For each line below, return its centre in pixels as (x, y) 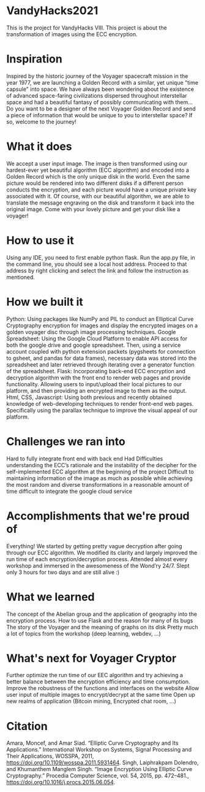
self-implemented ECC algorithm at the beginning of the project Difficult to (100, 472)
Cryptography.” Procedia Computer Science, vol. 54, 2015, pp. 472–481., (98, 776)
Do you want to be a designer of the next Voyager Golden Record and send (101, 109)
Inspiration (34, 59)
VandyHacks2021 (52, 11)
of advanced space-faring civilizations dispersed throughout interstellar (97, 95)
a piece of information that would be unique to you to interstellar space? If (99, 115)
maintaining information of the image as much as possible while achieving (99, 478)
